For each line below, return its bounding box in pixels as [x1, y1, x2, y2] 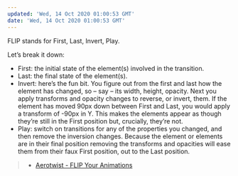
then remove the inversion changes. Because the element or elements [17, 132, 223, 141]
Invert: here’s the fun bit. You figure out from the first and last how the [17, 79, 222, 87]
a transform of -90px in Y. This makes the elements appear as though [17, 109, 222, 118]
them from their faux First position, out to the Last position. [17, 147, 190, 155]
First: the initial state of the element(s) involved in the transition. [17, 64, 205, 72]
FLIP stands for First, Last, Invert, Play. [7, 36, 120, 45]
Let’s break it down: [7, 50, 65, 59]
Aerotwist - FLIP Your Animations [35, 160, 133, 169]
